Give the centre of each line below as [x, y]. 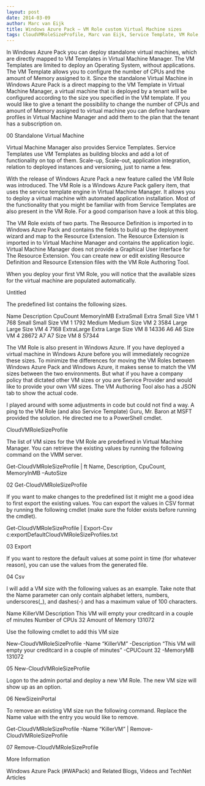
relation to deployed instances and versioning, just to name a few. [89, 167]
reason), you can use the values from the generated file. [77, 565]
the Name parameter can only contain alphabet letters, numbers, [88, 595]
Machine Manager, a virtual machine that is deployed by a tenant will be [97, 91]
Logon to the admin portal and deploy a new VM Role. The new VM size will [102, 681]
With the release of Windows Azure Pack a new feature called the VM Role [100, 179]
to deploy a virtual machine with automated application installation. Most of [101, 198]
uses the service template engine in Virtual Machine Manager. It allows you [101, 192]
